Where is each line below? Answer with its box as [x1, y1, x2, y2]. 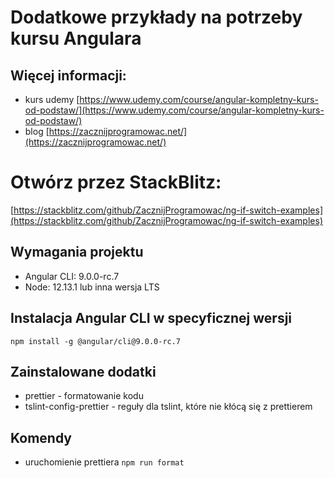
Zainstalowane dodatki [10, 363, 157, 380]
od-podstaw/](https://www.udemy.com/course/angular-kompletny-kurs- [24, 104, 325, 116]
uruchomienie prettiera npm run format [24, 456, 185, 468]
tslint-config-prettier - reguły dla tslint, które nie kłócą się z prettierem [24, 401, 313, 413]
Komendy [10, 429, 72, 446]
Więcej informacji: [10, 67, 127, 84]
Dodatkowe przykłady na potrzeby [10, 6, 303, 29]
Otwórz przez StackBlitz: [10, 171, 222, 194]
